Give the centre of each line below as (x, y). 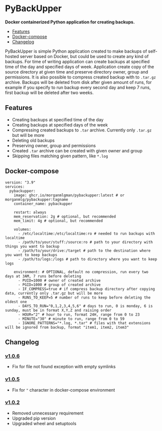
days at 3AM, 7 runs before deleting (43, 276)
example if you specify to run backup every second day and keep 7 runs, (78, 87)
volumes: (23, 229)
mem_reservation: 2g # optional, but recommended (65, 216)
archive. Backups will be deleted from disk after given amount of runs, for (78, 82)
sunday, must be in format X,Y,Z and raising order (58, 310)
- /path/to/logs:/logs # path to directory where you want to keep (88, 259)
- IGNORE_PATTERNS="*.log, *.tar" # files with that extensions (84, 323)
